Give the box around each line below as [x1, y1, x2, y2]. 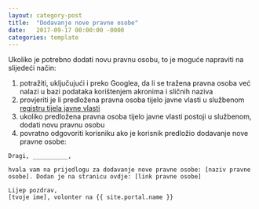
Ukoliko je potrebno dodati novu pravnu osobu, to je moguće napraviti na [8, 55, 244, 64]
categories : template [8, 33, 79, 42]
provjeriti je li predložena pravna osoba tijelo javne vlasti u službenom [19, 95, 245, 104]
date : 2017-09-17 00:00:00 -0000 [8, 26, 125, 34]
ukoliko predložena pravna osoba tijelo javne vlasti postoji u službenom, [19, 112, 252, 122]
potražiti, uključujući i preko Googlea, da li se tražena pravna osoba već [19, 79, 251, 88]
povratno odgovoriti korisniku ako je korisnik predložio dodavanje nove [19, 129, 249, 138]
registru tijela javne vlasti [19, 104, 100, 113]
